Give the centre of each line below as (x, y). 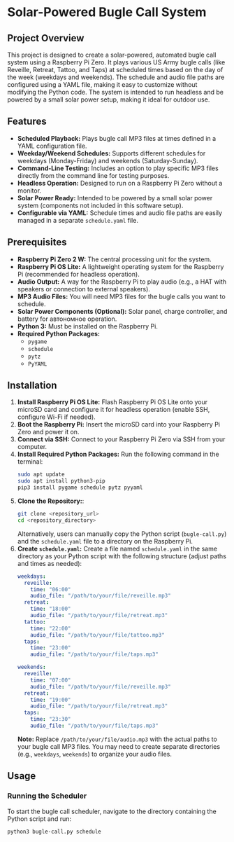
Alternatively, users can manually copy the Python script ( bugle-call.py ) (122, 534)
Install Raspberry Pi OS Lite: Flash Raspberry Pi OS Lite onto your (112, 402)
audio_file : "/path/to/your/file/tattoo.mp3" (98, 635)
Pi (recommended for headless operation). (78, 274)
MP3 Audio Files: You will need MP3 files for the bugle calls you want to (121, 296)
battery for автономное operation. (67, 319)
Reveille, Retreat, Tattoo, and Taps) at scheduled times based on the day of (115, 70)
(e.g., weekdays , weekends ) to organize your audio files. (95, 754)
